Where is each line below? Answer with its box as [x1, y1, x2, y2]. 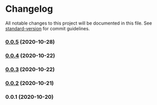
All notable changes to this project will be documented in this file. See [5, 20, 152, 26]
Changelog [5, 3, 53, 15]
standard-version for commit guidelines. [5, 25, 90, 31]
